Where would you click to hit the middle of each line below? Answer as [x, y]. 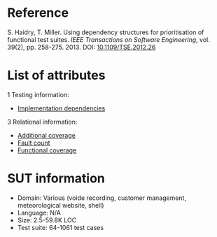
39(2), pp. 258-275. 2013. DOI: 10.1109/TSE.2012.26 [82, 47]
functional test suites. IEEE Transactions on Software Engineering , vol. [108, 39]
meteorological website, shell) [61, 205]
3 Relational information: [42, 122]
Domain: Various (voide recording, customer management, [102, 198]
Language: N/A [39, 213]
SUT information [56, 179]
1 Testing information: [38, 94]
